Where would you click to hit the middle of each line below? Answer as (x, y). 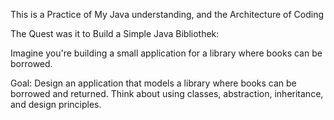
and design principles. (56, 104)
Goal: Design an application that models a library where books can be (153, 83)
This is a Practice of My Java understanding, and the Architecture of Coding (167, 14)
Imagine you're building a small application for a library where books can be (166, 53)
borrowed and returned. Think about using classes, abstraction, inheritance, (167, 93)
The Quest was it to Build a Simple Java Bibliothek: (115, 33)
